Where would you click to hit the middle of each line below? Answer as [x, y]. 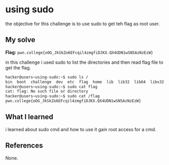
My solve [20, 40]
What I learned [29, 117]
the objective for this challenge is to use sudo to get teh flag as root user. [83, 24]
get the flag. [18, 67]
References [24, 146]
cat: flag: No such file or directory [47, 91]
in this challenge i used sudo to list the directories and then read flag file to [84, 62]
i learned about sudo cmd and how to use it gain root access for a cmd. [81, 129]
